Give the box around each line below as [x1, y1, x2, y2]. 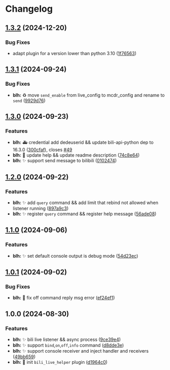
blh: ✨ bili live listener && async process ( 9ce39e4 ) [12, 336, 121, 342]
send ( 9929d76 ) [12, 97, 46, 104]
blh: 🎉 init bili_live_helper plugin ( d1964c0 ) [12, 359, 108, 365]
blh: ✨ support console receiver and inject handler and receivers [12, 348, 149, 354]
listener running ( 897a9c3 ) [12, 205, 69, 211]
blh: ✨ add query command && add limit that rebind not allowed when [12, 200, 159, 206]
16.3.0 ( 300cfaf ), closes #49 [12, 146, 72, 153]
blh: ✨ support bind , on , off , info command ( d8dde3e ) [12, 342, 124, 348]
